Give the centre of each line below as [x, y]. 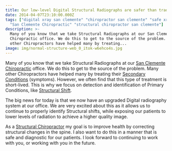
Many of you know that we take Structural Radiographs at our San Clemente [85, 63]
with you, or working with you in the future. [51, 143]
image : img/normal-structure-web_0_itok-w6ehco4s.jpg [64, 48]
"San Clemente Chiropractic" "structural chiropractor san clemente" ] [87, 24]
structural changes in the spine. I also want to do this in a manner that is [81, 132]
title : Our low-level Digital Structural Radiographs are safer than [81, 10]
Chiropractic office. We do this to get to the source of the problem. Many [82, 68]
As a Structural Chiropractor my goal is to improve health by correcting [80, 126]
